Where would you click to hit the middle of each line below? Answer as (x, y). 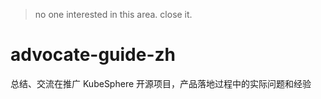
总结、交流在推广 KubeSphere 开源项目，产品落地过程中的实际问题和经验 (161, 83)
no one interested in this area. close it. (113, 14)
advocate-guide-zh (93, 55)
